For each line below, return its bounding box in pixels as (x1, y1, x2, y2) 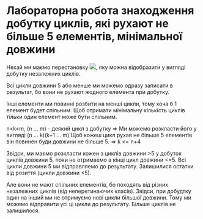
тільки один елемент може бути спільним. (6, 113, 117, 120)
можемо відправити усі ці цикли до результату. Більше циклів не (6, 200, 176, 207)
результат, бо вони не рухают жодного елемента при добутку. (6, 88, 170, 95)
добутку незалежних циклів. (6, 70, 81, 77)
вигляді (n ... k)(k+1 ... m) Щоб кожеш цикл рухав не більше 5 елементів (6, 131, 193, 138)
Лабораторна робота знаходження (6, 4, 194, 18)
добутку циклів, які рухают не (6, 16, 169, 31)
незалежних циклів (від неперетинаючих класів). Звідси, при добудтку (6, 187, 191, 195)
